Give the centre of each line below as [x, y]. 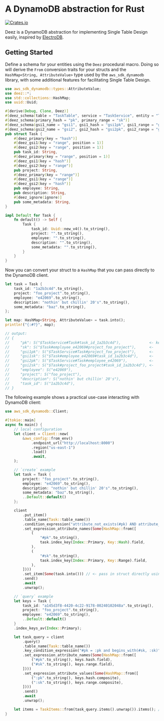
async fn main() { [24, 425]
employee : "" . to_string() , [59, 238]
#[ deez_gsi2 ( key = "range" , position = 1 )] [59, 147]
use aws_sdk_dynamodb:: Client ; [37, 412]
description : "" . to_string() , [62, 243]
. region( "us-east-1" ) [53, 448]
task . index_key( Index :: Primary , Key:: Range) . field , [93, 560]
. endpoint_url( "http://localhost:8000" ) [73, 443]
